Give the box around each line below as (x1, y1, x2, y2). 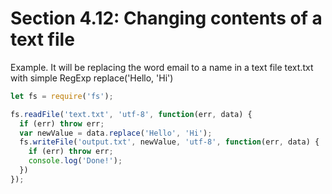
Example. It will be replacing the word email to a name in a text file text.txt (10, 61, 314, 73)
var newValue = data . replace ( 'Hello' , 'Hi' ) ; (19, 128, 213, 138)
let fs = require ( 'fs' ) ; (10, 91, 114, 101)
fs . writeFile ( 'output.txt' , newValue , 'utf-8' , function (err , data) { (19, 137, 320, 147)
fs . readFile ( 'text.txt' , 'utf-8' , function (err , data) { (10, 109, 253, 119)
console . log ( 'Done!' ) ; (28, 156, 123, 166)
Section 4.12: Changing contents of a (10, 7, 323, 30)
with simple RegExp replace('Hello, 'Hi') (10, 72, 174, 84)
